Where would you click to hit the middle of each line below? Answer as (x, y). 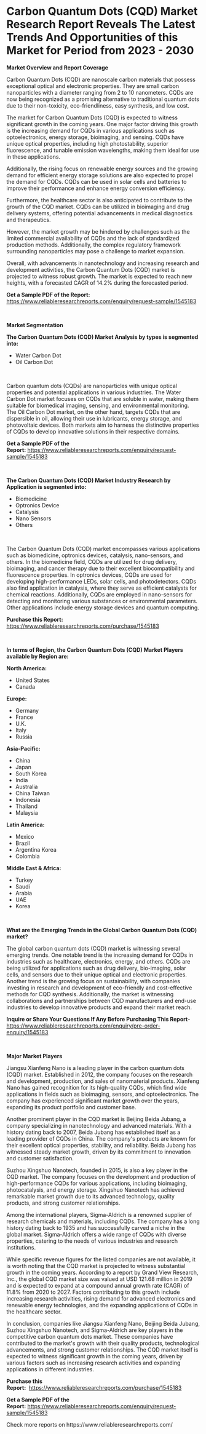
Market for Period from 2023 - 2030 (100, 51)
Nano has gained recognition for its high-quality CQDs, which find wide (97, 1087)
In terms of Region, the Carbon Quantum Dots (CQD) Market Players (95, 649)
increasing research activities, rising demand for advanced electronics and (101, 1298)
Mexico (25, 836)
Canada (25, 686)
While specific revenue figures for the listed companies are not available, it (101, 1259)
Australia (26, 786)
